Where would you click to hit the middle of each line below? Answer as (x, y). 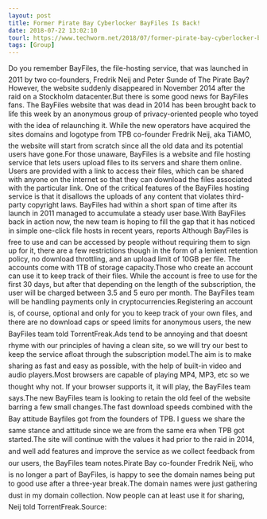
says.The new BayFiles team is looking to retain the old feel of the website (130, 398)
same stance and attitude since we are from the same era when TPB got (126, 431)
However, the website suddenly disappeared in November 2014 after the (127, 88)
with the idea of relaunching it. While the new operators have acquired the (130, 126)
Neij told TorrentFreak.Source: (58, 507)
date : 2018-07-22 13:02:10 (53, 30)
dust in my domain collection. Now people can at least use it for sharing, (126, 496)
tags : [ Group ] (32, 45)
